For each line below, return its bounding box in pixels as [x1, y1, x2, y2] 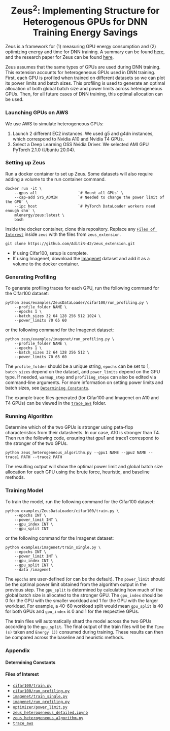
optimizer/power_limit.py [12, 705, 67, 710]
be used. [5, 96, 24, 102]
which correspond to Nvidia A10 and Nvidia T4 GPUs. [12, 135, 124, 142]
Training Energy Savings [32, 26, 138, 38]
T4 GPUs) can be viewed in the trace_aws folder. [5, 400, 107, 406]
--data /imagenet [14, 567, 51, 572]
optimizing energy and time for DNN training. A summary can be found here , [5, 49, 165, 55]
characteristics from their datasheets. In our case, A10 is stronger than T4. [5, 430, 160, 436]
